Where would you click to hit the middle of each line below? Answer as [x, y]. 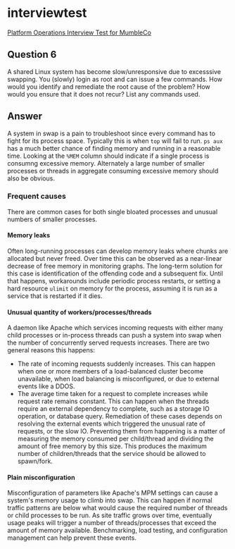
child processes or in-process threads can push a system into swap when [114, 335]
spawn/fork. [35, 461]
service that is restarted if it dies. [55, 296]
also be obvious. [31, 178]
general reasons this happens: [51, 350]
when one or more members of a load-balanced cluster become [110, 371]
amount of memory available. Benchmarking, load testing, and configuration [118, 531]
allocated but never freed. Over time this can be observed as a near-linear [115, 259]
